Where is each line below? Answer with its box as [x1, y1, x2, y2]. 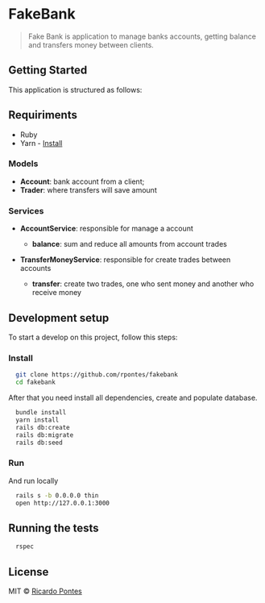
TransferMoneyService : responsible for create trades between [19, 255, 231, 264]
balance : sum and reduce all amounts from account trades [31, 239, 227, 249]
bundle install [15, 409, 67, 417]
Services [8, 205, 44, 216]
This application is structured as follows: [8, 85, 143, 94]
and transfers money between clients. [27, 40, 155, 49]
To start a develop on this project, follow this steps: [8, 332, 178, 342]
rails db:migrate [15, 430, 74, 439]
